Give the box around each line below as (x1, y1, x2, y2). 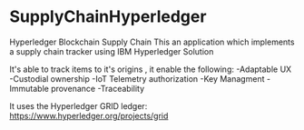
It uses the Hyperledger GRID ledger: (9, 100, 148, 111)
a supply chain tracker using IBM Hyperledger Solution (9, 45, 214, 56)
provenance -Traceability (51, 83, 145, 94)
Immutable (9, 83, 50, 94)
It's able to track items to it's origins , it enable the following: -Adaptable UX (9, 64, 292, 75)
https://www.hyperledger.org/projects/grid (9, 110, 169, 121)
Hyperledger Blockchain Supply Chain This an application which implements (9, 36, 295, 47)
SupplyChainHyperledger (9, 6, 207, 27)
